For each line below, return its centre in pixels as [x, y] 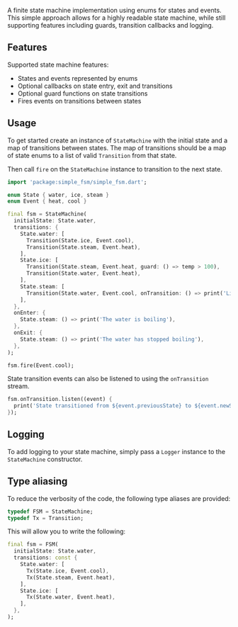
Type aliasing [38, 481]
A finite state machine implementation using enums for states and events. [114, 10]
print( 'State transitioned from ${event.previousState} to [103, 406]
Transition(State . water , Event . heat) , [83, 273]
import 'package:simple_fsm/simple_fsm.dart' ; [77, 182]
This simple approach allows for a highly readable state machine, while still [117, 18]
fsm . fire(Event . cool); [41, 365]
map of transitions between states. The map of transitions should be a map [117, 147]
